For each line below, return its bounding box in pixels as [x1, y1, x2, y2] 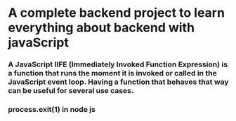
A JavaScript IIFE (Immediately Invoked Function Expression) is [8, 59, 228, 69]
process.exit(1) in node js [8, 105, 96, 115]
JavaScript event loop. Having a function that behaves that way [8, 77, 229, 87]
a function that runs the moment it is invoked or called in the [8, 69, 217, 78]
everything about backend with [8, 20, 195, 36]
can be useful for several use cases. [8, 86, 134, 96]
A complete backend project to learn [8, 5, 225, 21]
